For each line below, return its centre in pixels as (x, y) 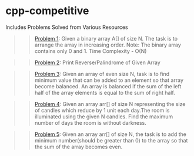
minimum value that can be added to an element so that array (109, 80)
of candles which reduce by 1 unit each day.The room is (102, 110)
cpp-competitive (47, 11)
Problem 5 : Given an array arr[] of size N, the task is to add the (110, 134)
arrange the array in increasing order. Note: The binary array (108, 45)
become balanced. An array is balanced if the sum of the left (108, 86)
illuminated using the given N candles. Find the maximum (104, 117)
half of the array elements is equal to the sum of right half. (105, 92)
